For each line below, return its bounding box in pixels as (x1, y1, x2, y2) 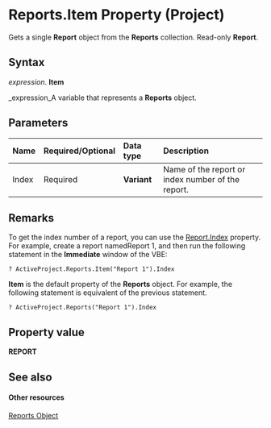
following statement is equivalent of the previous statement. (8, 288, 207, 297)
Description (162, 145, 210, 156)
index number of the (162, 173, 240, 185)
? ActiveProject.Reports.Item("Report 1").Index (8, 265, 175, 273)
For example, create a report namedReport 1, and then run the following (8, 241, 246, 251)
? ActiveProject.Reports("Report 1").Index (8, 304, 157, 312)
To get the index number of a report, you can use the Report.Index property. (8, 232, 261, 243)
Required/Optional (43, 145, 115, 156)
